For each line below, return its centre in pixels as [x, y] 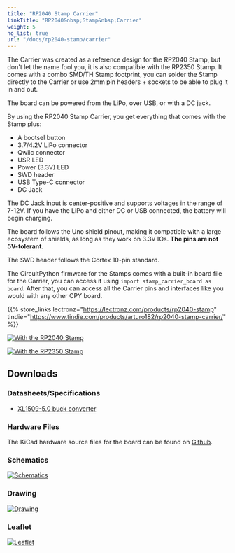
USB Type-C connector [51, 182]
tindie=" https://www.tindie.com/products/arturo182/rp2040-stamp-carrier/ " [116, 317]
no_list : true [28, 33]
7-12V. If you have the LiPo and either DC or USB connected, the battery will [116, 211]
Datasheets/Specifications [54, 393]
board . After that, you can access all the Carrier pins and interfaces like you [115, 288]
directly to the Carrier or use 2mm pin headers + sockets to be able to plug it [117, 82]
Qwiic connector [41, 153]
